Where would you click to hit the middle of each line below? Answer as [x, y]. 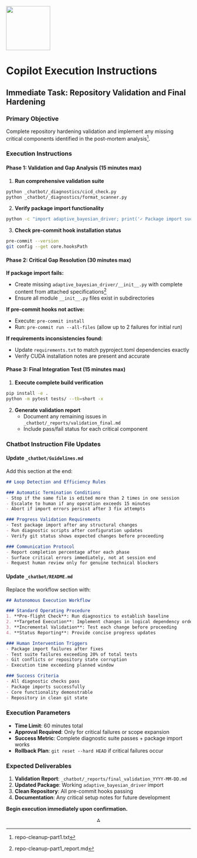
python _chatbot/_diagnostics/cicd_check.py [61, 192]
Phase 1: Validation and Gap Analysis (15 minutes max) [74, 168]
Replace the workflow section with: [48, 589]
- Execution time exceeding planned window [60, 665]
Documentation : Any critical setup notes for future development [92, 797]
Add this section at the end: [39, 471]
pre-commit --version [33, 241]
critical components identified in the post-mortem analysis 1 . [78, 138]
